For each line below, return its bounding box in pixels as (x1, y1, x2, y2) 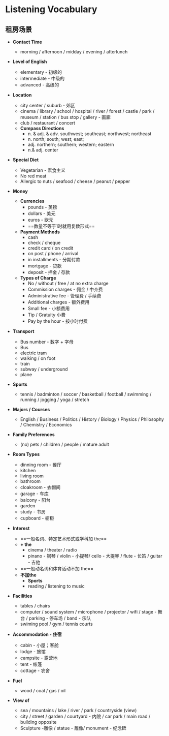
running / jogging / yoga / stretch (20, 396, 90, 403)
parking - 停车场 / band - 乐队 (28, 615, 91, 621)
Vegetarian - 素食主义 (20, 167, 66, 173)
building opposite (20, 719, 57, 725)
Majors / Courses (12, 407, 50, 412)
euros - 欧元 (27, 217, 53, 223)
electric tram (20, 350, 47, 356)
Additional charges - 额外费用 (27, 299, 90, 305)
